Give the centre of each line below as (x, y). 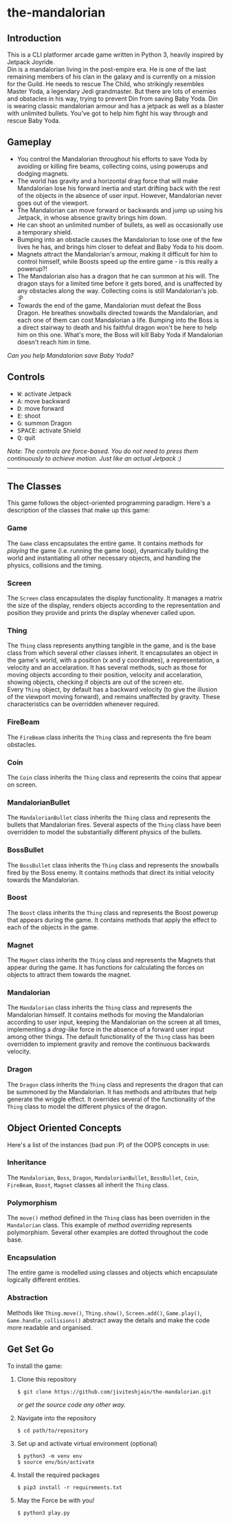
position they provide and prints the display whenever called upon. (101, 613)
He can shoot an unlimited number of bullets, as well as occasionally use (120, 225)
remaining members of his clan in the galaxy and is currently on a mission (111, 77)
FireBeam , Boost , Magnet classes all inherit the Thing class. (88, 1184)
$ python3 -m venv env (49, 1456)
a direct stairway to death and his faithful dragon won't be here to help (117, 327)
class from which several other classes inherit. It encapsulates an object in (113, 653)
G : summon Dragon (44, 423)
